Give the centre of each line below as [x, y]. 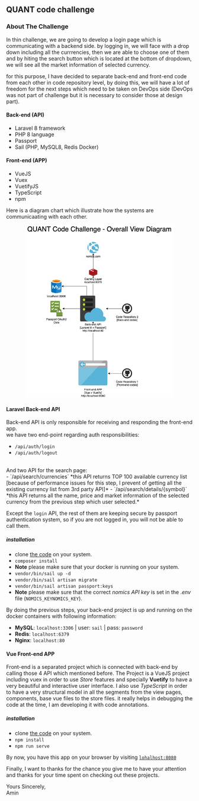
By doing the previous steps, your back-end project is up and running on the [99, 610]
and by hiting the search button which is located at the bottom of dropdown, [99, 58]
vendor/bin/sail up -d [43, 574]
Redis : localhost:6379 [42, 634]
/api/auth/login [35, 447]
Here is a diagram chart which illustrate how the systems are [80, 210]
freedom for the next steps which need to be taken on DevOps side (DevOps [99, 89]
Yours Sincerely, [26, 787]
